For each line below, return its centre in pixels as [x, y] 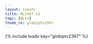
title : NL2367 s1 [23, 14]
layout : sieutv [20, 9]
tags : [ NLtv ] [18, 18]
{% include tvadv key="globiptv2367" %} [47, 36]
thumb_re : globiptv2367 [29, 23]
